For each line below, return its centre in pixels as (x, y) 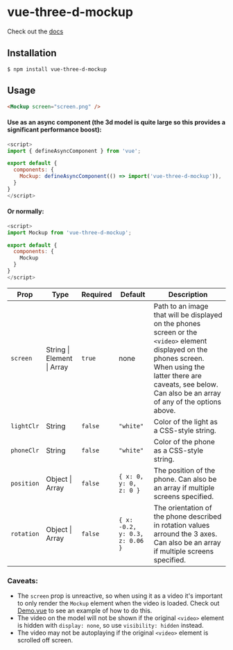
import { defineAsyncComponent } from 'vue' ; (74, 151)
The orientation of (183, 507)
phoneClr (25, 450)
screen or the (175, 332)
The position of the (184, 470)
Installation (32, 53)
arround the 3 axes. (185, 534)
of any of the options (188, 402)
